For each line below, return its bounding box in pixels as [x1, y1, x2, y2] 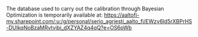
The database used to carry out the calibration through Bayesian [6, 5, 165, 12]
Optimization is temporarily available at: [6, 11, 103, 18]
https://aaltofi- [103, 11, 140, 18]
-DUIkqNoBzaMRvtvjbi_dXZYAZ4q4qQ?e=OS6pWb [6, 24, 132, 31]
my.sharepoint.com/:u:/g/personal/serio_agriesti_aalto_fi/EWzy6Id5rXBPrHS [6, 18, 192, 24]
